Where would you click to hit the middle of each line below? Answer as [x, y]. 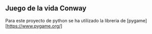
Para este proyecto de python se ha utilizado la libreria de [66, 20]
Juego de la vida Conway [46, 8]
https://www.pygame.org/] [35, 26]
